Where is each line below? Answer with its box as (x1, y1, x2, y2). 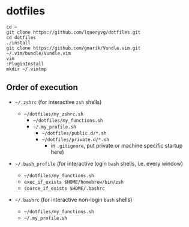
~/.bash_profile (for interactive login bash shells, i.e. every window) (14, 160, 184, 167)
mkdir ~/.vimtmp (6, 66, 47, 72)
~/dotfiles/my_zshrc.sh (23, 111, 84, 117)
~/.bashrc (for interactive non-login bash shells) (14, 196, 133, 203)
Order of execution (6, 82, 78, 92)
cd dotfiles (6, 34, 36, 40)
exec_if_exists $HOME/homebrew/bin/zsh (23, 179, 124, 185)
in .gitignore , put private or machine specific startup (50, 142, 183, 149)
